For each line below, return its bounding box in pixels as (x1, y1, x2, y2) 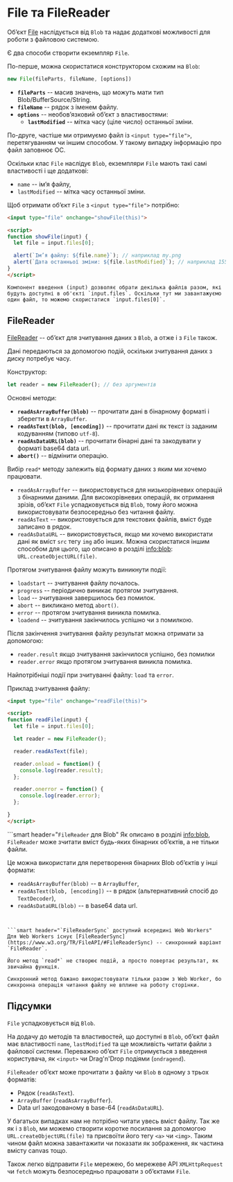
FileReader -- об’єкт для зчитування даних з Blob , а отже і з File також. (7, 333, 218, 341)
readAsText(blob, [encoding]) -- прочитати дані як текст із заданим (17, 422, 218, 430)
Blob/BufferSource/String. (17, 95, 92, 103)
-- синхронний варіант (155, 939, 222, 946)
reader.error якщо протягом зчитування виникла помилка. (17, 657, 193, 665)
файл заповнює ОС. (7, 146, 66, 154)
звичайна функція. (7, 963, 60, 970)
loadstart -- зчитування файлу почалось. (17, 579, 140, 587)
